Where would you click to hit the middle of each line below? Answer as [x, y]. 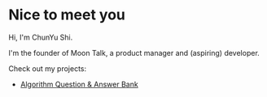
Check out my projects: [48, 68]
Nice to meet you [67, 15]
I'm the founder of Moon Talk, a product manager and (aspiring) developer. [134, 53]
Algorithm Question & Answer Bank [79, 84]
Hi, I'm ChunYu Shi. [41, 37]
